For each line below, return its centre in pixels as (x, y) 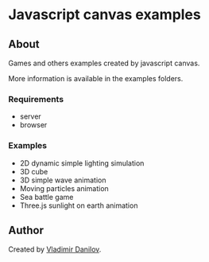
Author (26, 230)
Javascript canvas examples (104, 15)
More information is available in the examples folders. (96, 78)
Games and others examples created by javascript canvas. (104, 63)
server (30, 116)
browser (33, 125)
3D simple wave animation (63, 180)
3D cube (34, 171)
